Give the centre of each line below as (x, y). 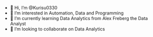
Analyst (18, 23)
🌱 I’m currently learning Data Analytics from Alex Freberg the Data (79, 18)
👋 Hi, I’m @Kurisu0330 (34, 8)
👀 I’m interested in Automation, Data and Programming (67, 13)
